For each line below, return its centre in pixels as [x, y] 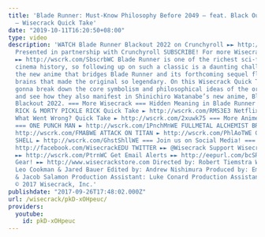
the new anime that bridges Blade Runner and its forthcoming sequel [132, 74]
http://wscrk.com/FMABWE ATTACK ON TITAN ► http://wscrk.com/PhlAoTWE [134, 133]
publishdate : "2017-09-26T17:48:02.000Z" [77, 192]
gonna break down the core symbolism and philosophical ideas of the [132, 89]
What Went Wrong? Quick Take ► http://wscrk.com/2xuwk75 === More [127, 118]
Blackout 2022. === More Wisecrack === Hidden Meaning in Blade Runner [136, 103]
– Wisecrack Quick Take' [56, 23]
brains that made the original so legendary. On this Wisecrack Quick [134, 81]
